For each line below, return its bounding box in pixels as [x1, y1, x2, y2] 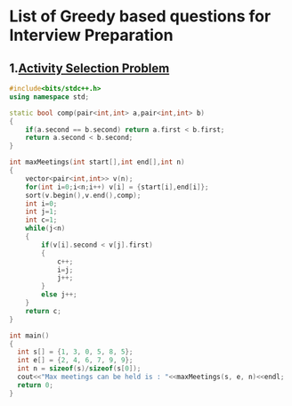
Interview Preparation [9, 25, 174, 45]
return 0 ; [17, 380, 53, 389]
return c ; [25, 306, 62, 315]
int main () [9, 331, 50, 340]
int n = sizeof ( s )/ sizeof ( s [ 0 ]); [17, 364, 142, 373]
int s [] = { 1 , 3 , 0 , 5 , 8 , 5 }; [17, 347, 134, 357]
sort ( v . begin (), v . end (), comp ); [25, 191, 142, 199]
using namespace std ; [9, 92, 90, 101]
